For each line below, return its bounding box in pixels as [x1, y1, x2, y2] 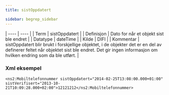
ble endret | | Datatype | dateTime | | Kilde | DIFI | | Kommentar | [5, 36, 139, 42]
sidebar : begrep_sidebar [5, 16, 58, 22]
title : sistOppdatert [5, 7, 52, 13]
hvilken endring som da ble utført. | [5, 52, 79, 58]
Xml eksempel [5, 65, 42, 72]
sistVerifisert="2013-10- [5, 81, 60, 86]
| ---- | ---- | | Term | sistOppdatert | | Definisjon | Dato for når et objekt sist [5, 30, 164, 37]
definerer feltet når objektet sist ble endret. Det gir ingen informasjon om [5, 47, 158, 53]
